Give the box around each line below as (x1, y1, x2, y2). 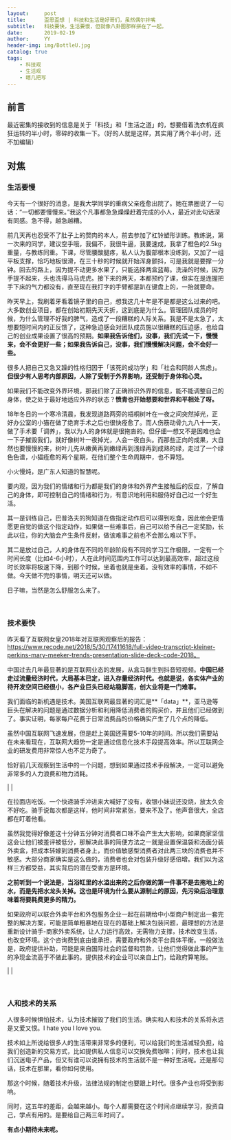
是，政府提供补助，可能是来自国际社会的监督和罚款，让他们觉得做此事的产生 (7, 945, 224, 953)
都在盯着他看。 (7, 815, 49, 823)
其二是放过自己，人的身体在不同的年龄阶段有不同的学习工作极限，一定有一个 (7, 545, 224, 553)
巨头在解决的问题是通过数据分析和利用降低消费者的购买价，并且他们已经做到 (7, 706, 224, 714)
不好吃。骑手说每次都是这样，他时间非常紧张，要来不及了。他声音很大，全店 (7, 806, 224, 815)
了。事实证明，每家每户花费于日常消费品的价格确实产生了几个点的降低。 (7, 714, 212, 723)
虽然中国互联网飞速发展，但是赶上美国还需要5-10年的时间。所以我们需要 (7, 730, 213, 738)
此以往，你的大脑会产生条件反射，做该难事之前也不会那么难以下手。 (7, 531, 200, 539)
